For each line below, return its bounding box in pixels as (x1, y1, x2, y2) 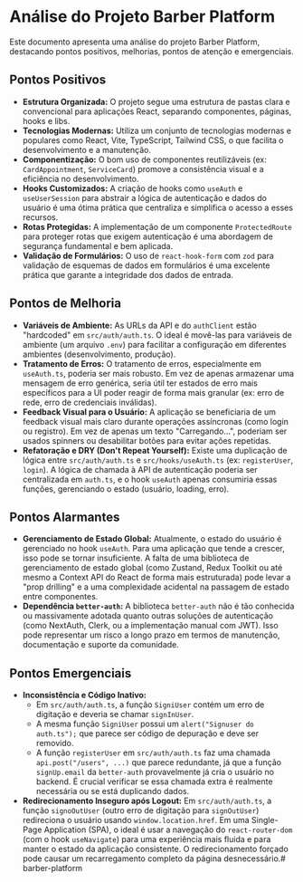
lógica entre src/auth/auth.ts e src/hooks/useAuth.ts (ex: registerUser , (22, 455, 294, 465)
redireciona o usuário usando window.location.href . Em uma (22, 815, 251, 826)
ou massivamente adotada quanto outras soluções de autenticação (22, 610, 274, 621)
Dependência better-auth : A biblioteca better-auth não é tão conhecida (22, 600, 295, 612)
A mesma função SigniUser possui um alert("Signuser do (35, 718, 255, 730)
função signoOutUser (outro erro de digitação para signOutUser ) (22, 805, 260, 816)
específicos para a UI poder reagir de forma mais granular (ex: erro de (22, 387, 285, 398)
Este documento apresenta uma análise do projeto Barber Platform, (9, 36, 260, 47)
